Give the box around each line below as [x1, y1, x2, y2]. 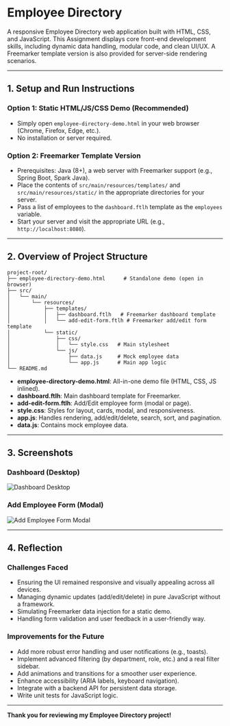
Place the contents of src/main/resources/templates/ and [16, 180, 181, 189]
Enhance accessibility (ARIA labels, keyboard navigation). [16, 677, 179, 685]
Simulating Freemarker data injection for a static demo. [16, 607, 172, 616]
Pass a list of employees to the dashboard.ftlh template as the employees [16, 202, 222, 210]
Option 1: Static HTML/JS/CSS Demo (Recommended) [7, 104, 190, 113]
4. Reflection [7, 542, 63, 554]
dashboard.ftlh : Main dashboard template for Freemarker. [16, 391, 181, 400]
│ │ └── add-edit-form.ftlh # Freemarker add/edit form [7, 317, 207, 324]
